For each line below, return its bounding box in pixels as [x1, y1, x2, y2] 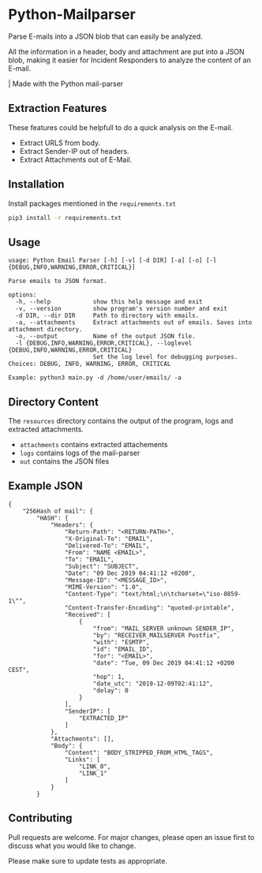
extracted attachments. [8, 424, 84, 435]
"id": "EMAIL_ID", [92, 645, 154, 653]
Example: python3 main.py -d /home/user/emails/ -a [8, 374, 182, 382]
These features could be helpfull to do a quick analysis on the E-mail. [8, 122, 234, 132]
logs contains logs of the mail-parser [19, 448, 140, 458]
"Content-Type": [64, 590, 118, 598]
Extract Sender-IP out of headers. [19, 146, 129, 155]
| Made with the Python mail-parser [8, 79, 124, 88]
